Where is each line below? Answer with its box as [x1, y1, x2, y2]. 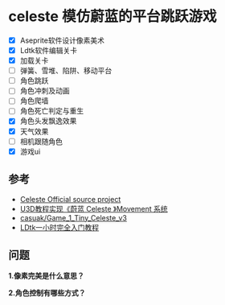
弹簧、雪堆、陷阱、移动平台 [19, 66, 112, 76]
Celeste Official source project [19, 194, 121, 204]
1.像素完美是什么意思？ [8, 271, 84, 281]
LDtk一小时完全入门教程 [19, 222, 100, 232]
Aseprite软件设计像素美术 [19, 35, 104, 45]
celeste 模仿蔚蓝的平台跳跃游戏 [8, 7, 217, 26]
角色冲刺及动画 [19, 86, 70, 96]
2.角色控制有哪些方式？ [8, 288, 86, 298]
